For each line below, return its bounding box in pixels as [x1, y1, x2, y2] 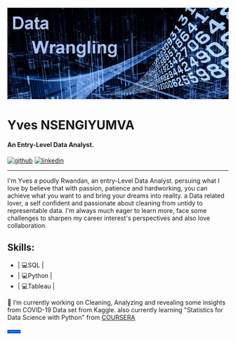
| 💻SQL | [17, 261, 44, 269]
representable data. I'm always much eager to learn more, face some [7, 206, 207, 214]
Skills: [7, 242, 35, 254]
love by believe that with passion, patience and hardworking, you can [7, 184, 208, 192]
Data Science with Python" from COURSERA [7, 313, 136, 321]
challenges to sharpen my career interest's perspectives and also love [7, 214, 211, 222]
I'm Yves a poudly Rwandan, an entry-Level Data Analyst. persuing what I [7, 176, 220, 185]
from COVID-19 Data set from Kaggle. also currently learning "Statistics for [7, 305, 223, 314]
